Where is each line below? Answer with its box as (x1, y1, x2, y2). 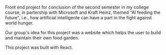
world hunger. (5, 20, 34, 26)
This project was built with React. (5, 45, 73, 50)
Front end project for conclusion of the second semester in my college (5, 4, 149, 10)
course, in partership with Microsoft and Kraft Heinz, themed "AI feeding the (5, 9, 161, 15)
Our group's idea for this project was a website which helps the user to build (5, 30, 161, 35)
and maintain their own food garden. (5, 35, 79, 41)
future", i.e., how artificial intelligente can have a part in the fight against (5, 15, 152, 20)
